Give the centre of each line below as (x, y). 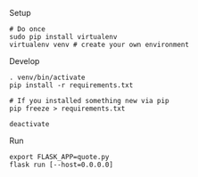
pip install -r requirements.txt (71, 85)
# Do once (28, 29)
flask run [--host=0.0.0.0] (62, 165)
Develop (25, 61)
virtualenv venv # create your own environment (99, 44)
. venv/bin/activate (48, 77)
